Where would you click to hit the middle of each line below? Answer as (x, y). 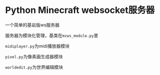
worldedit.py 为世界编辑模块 (34, 67)
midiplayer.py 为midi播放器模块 (37, 46)
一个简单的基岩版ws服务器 (32, 25)
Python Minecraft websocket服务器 (80, 10)
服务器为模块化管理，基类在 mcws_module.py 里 (52, 35)
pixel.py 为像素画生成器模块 (34, 56)
